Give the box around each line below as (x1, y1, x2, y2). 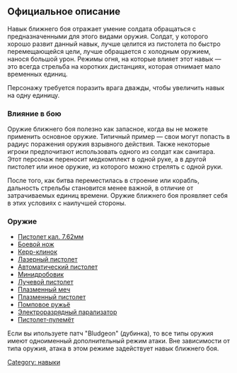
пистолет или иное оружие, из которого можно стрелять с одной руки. (7, 162, 223, 171)
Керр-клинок (17, 247, 58, 256)
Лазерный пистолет (17, 255, 78, 264)
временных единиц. (7, 69, 69, 78)
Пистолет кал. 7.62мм (17, 233, 83, 241)
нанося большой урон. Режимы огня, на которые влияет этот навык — (7, 55, 221, 63)
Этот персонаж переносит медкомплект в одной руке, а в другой (7, 155, 207, 164)
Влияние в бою (7, 108, 62, 118)
